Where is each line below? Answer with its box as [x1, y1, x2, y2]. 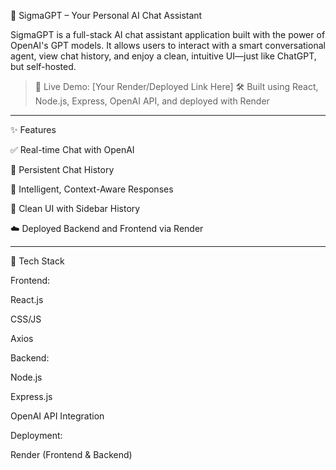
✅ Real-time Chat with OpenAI [10, 144, 135, 155]
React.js [10, 294, 44, 305]
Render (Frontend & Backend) [10, 449, 133, 460]
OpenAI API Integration [10, 410, 105, 422]
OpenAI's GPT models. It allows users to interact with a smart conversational [10, 40, 326, 51]
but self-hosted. [10, 61, 77, 72]
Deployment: [10, 430, 63, 441]
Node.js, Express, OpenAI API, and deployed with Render [34, 95, 270, 107]
